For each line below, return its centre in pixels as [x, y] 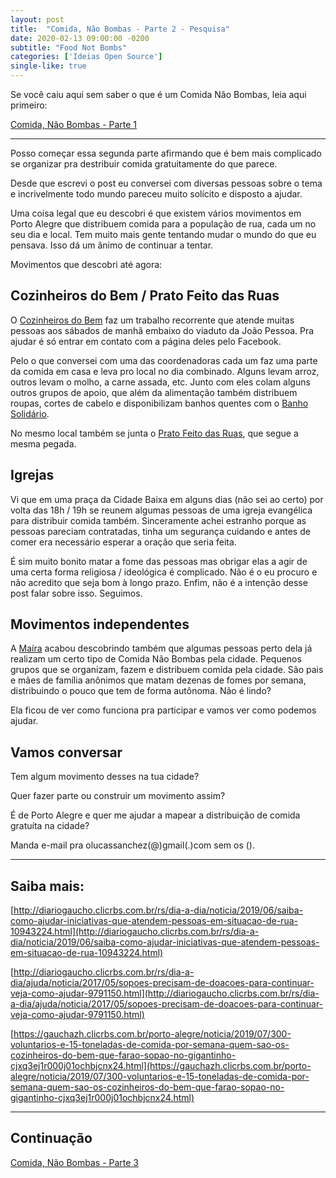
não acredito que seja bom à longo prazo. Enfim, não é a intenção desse [159, 582]
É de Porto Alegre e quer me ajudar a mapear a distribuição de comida [155, 815]
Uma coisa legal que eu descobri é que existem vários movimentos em [156, 213]
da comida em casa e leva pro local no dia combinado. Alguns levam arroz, [165, 371]
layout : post [37, 19]
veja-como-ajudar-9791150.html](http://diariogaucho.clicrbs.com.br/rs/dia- [165, 993]
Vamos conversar [66, 752]
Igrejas [32, 475]
